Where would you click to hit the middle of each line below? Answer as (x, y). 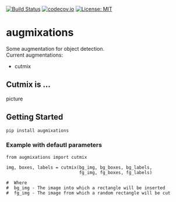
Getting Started (35, 117)
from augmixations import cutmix (47, 157)
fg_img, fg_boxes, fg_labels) (116, 172)
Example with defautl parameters (54, 145)
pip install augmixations (37, 130)
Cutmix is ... (28, 85)
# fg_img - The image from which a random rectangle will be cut (88, 193)
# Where (17, 183)
